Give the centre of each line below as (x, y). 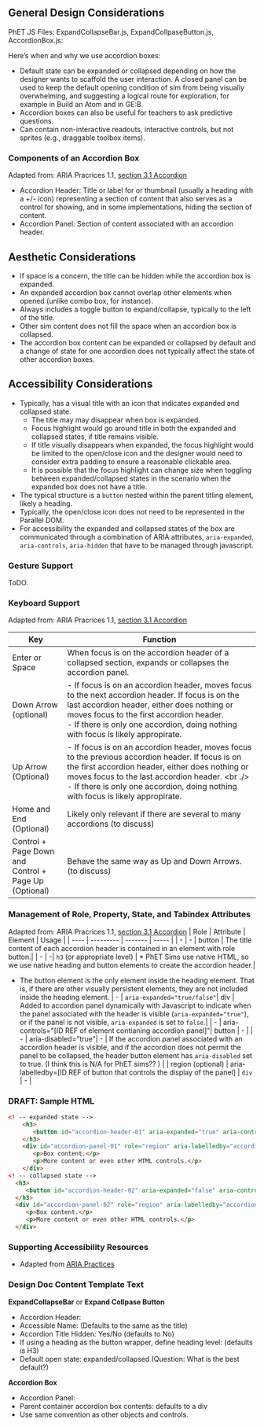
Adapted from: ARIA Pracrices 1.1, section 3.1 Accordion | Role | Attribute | (127, 931)
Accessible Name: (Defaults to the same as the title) (104, 1326)
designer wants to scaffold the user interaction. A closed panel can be (133, 79)
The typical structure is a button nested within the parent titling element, (136, 495)
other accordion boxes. (57, 359)
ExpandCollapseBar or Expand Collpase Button (86, 1302)
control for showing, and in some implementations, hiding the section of (136, 207)
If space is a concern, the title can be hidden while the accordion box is (135, 275)
